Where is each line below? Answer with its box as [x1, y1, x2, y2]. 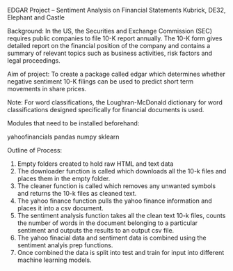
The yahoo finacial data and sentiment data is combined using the [17, 233, 207, 242]
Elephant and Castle [7, 13, 65, 22]
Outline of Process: [7, 146, 63, 154]
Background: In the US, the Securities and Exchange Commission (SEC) [7, 27, 213, 35]
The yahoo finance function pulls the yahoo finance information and [17, 196, 212, 205]
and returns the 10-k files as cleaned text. [17, 189, 137, 197]
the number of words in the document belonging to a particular [17, 219, 198, 227]
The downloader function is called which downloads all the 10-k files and [17, 167, 227, 175]
